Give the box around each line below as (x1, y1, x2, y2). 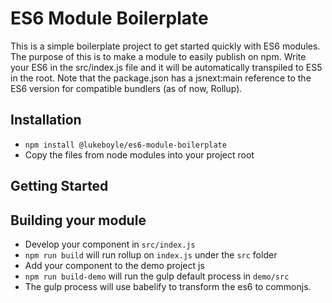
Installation (10, 112, 82, 129)
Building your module (10, 212, 147, 229)
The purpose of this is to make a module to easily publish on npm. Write (10, 50, 307, 62)
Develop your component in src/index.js (24, 238, 196, 250)
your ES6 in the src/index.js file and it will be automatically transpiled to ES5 (10, 61, 323, 73)
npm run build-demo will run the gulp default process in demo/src (24, 270, 290, 282)
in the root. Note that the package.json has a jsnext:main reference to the (10, 72, 312, 84)
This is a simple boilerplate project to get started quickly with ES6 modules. (10, 40, 321, 52)
